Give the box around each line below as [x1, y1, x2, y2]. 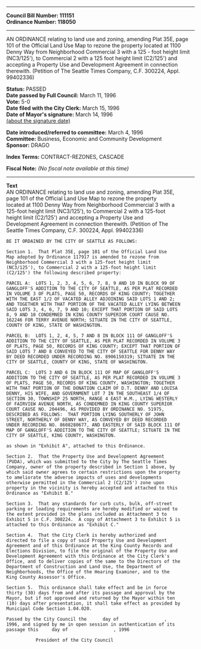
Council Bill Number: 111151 [6, 12, 75, 19]
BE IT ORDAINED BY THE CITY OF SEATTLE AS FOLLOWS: [6, 238, 138, 244]
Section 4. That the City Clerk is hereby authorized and [6, 532, 157, 538]
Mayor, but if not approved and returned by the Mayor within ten [6, 595, 175, 601]
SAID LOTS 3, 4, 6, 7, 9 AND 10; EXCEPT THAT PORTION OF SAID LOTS [6, 307, 178, 313]
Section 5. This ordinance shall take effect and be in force [6, 585, 167, 591]
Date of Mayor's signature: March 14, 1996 [6, 111, 113, 118]
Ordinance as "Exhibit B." [6, 490, 74, 496]
